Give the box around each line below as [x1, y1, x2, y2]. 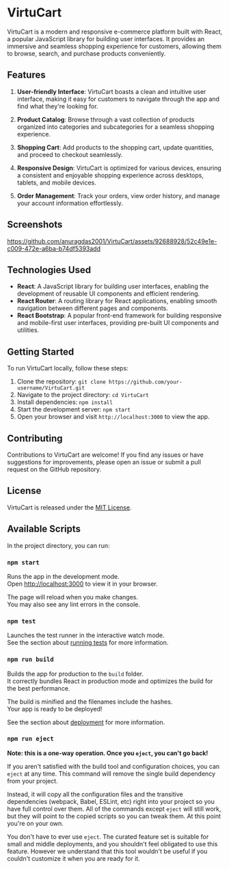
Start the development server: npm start [16, 405, 131, 414]
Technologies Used [7, 264, 91, 276]
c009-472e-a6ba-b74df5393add [7, 244, 101, 252]
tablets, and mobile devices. [16, 178, 97, 187]
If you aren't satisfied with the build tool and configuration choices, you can [7, 762, 220, 770]
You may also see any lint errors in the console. [7, 600, 140, 608]
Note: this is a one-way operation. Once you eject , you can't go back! [7, 749, 208, 757]
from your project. [7, 776, 58, 785]
